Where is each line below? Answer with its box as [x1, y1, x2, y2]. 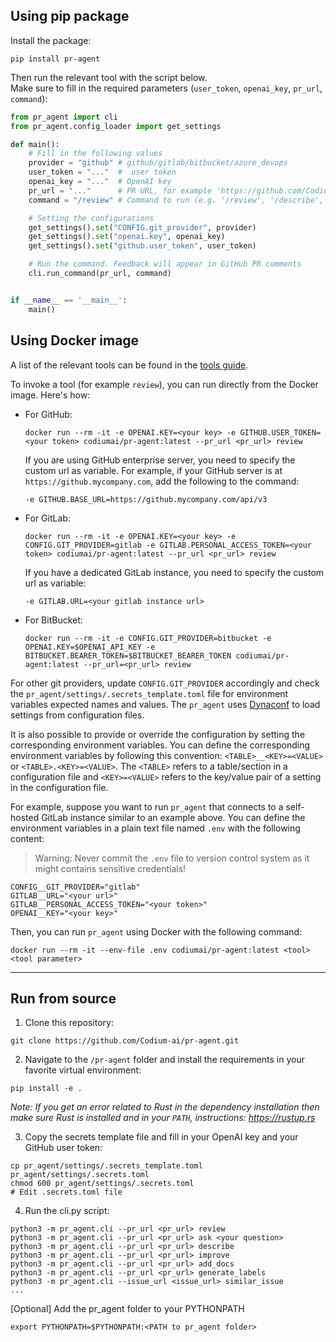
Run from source [10, 990, 117, 1007]
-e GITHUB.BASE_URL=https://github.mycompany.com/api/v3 [24, 494, 268, 504]
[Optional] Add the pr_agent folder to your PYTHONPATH [10, 1303, 245, 1315]
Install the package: [10, 34, 92, 46]
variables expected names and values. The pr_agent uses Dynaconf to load [10, 698, 321, 710]
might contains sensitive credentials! [34, 862, 187, 874]
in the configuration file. [10, 781, 109, 793]
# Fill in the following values [28, 149, 163, 159]
